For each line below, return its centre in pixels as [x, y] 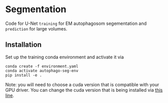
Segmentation [36, 9]
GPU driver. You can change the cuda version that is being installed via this [84, 90]
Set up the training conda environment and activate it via [65, 57]
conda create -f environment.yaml [42, 66]
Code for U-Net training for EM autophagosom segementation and [76, 23]
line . [10, 95]
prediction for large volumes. [36, 28]
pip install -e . [24, 75]
